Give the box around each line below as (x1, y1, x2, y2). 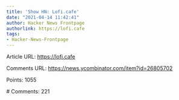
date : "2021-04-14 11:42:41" (6, 14, 80, 20)
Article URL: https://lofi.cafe (6, 53, 75, 60)
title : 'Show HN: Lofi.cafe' (6, 8, 80, 15)
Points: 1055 (6, 76, 37, 83)
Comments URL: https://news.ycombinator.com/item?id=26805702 (6, 65, 173, 72)
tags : (6, 31, 20, 37)
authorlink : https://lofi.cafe (6, 25, 85, 32)
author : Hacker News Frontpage (6, 20, 85, 26)
